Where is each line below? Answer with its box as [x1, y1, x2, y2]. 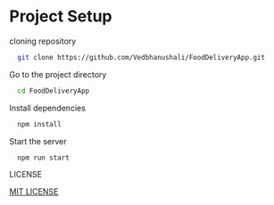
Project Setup [9, 6, 113, 27]
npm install [17, 119, 62, 128]
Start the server [9, 135, 67, 146]
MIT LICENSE [9, 186, 59, 197]
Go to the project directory [9, 69, 107, 79]
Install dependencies [9, 102, 87, 113]
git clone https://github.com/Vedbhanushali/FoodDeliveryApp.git [17, 53, 266, 61]
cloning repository [9, 36, 77, 46]
